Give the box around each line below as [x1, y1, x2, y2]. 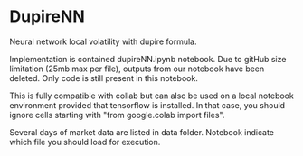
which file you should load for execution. [9, 136, 161, 147]
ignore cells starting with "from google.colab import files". [9, 109, 225, 120]
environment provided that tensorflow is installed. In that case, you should [9, 99, 286, 110]
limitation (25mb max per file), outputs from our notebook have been [9, 63, 265, 74]
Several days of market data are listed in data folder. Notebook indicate [9, 126, 274, 137]
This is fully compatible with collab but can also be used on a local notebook [9, 90, 294, 101]
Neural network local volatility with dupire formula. [9, 36, 197, 47]
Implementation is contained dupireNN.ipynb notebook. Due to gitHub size [9, 53, 287, 64]
